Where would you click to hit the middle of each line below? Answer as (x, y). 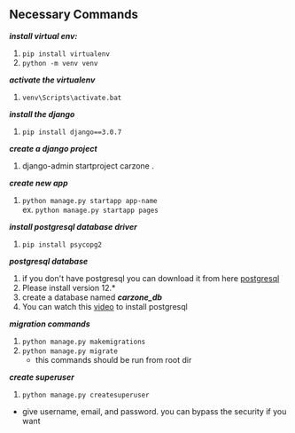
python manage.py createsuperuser (85, 395)
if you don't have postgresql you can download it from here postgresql (151, 278)
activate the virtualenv (52, 80)
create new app (39, 183)
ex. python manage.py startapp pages (90, 209)
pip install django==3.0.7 (72, 132)
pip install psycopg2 (62, 244)
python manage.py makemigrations (84, 342)
